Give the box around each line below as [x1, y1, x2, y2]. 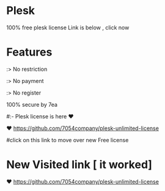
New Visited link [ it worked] [6, 158, 153, 171]
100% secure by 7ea [6, 101, 58, 108]
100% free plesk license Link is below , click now [6, 24, 130, 31]
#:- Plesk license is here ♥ [6, 112, 75, 120]
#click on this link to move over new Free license [6, 136, 129, 143]
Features [6, 45, 53, 59]
